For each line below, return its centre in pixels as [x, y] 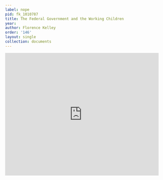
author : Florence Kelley [30, 28]
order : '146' [18, 32]
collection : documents [28, 42]
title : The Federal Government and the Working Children [65, 19]
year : [11, 23]
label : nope [17, 10]
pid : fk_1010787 [22, 14]
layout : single [21, 37]
